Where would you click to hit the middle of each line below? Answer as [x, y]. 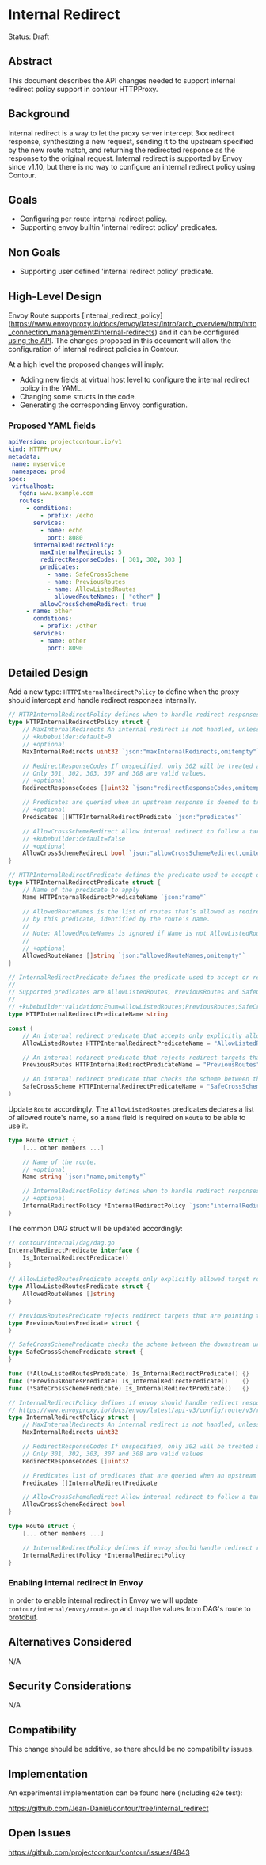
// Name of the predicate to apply [81, 890]
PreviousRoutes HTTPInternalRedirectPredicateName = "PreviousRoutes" [141, 1065]
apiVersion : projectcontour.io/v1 [65, 442]
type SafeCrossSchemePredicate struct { [76, 1352]
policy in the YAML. [51, 388]
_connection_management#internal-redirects [82, 332]
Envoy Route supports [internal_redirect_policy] [85, 315]
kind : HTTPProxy [35, 449]
